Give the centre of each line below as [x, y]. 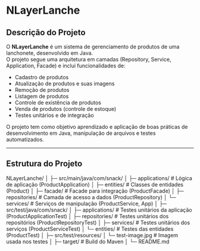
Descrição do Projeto [46, 32]
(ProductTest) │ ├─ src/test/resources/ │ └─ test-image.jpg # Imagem [92, 235]
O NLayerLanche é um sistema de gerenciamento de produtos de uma [93, 47]
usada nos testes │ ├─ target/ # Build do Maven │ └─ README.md [88, 241]
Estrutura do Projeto [44, 164]
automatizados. [25, 140]
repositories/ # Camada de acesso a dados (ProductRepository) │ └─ [91, 197]
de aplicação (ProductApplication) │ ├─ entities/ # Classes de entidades [95, 184]
